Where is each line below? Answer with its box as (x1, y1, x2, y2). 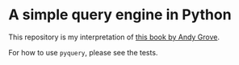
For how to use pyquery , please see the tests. (8, 47, 158, 57)
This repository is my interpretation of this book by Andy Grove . (8, 32, 220, 42)
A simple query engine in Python (8, 6, 232, 24)
